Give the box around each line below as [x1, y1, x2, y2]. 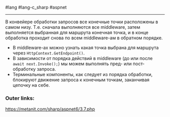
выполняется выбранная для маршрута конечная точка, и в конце [5, 30, 149, 35]
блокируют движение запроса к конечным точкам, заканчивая [12, 77, 150, 83]
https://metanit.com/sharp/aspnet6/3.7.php [5, 106, 95, 112]
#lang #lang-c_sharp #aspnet [5, 5, 67, 10]
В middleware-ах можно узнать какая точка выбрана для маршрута [12, 45, 159, 50]
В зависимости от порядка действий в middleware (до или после [12, 55, 153, 61]
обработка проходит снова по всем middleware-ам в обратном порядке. [5, 35, 163, 41]
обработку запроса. [12, 66, 56, 72]
